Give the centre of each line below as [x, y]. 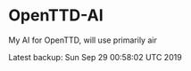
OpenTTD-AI [56, 16]
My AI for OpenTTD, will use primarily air [83, 40]
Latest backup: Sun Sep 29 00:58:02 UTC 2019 [95, 57]
